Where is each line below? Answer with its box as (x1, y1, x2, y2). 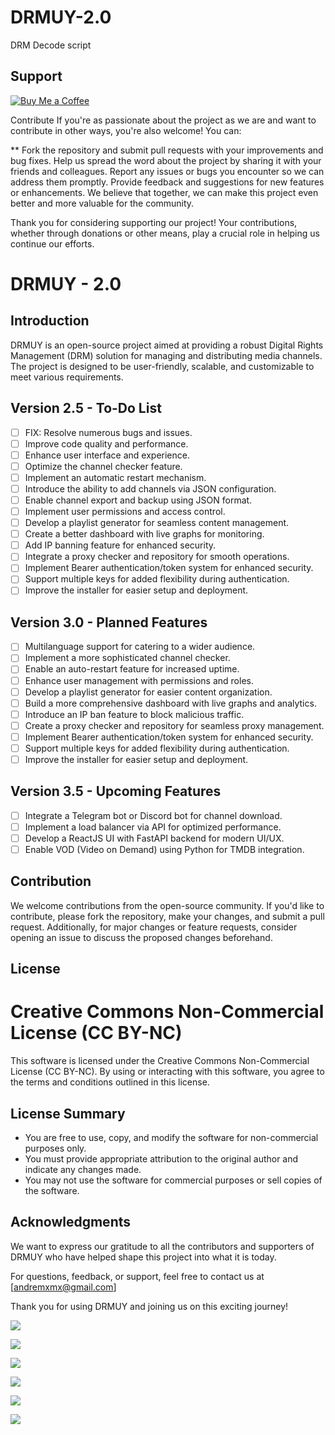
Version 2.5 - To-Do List (10, 400, 162, 417)
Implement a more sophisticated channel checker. (24, 652, 231, 664)
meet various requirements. (10, 371, 124, 383)
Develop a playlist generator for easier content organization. (24, 686, 273, 698)
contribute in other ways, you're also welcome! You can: (10, 124, 242, 136)
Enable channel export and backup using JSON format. (24, 494, 253, 506)
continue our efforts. (10, 237, 95, 250)
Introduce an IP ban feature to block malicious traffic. (24, 708, 245, 720)
